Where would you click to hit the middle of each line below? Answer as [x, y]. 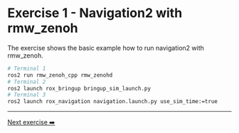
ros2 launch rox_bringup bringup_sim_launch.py [79, 88]
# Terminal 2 [27, 82]
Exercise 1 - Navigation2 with [95, 13]
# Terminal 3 [27, 95]
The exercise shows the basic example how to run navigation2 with [106, 48]
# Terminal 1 [27, 68]
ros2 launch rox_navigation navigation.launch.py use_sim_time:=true [113, 102]
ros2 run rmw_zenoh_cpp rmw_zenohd [60, 75]
